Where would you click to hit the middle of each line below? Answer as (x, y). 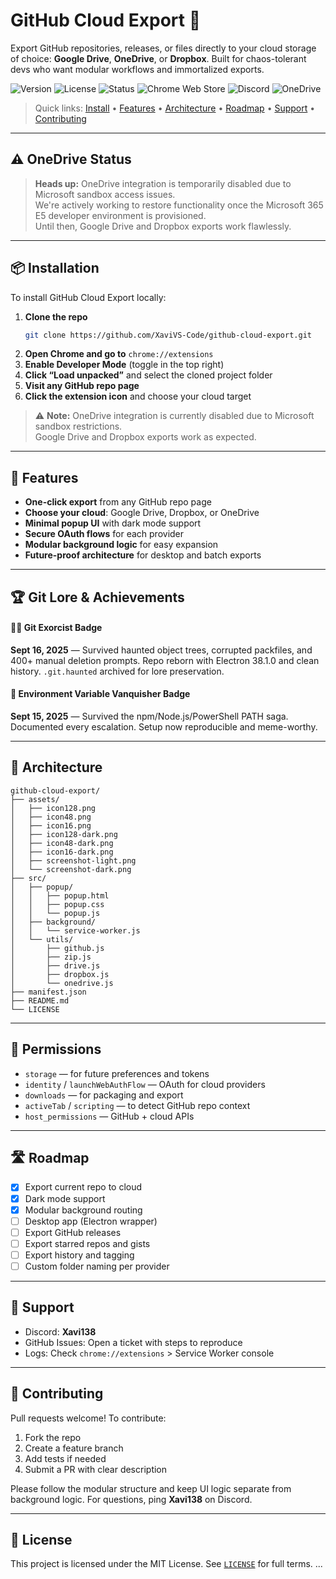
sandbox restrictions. (78, 426)
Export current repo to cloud (83, 1187)
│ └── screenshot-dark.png (71, 869)
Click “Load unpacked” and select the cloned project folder (148, 375)
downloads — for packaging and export (104, 1095)
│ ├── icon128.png (53, 808)
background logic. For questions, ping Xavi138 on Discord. (131, 1499)
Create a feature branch (74, 1448)
